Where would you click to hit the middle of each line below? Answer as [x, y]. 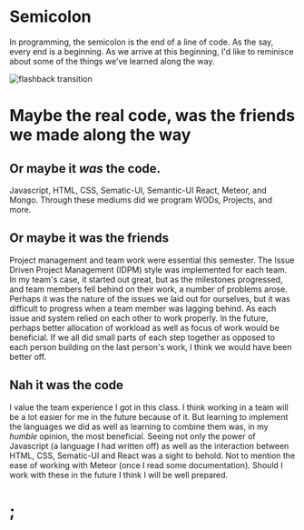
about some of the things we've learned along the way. [112, 61]
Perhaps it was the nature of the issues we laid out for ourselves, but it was [150, 298]
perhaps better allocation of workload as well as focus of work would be [144, 327]
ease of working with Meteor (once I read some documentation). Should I [146, 465]
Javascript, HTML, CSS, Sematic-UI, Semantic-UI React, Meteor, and [138, 190]
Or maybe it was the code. [85, 169]
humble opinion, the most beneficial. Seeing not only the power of [132, 436]
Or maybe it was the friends [89, 238]
